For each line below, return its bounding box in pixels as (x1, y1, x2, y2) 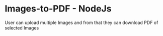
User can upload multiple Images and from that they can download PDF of (5, 19, 158, 25)
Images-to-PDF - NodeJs (5, 3, 112, 14)
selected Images (5, 24, 39, 30)
